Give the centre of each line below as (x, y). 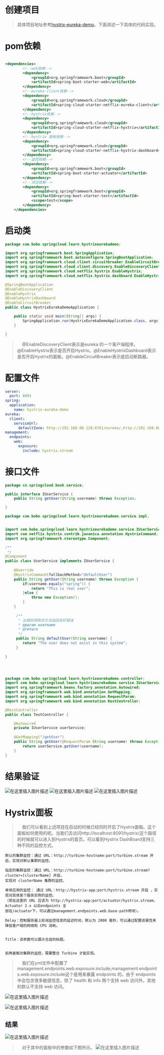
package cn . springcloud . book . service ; (44, 485)
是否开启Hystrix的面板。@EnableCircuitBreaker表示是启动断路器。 (84, 356)
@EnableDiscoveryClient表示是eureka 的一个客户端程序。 (80, 344)
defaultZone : (31, 428)
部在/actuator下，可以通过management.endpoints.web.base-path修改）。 (73, 911)
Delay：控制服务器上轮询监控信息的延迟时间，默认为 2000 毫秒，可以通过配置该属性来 (81, 921)
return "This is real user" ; (61, 589)
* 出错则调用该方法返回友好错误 (46, 620)
